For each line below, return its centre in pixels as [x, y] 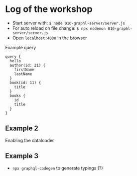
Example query [21, 47]
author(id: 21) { [28, 65]
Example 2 [22, 129]
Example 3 [22, 156]
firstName [24, 70]
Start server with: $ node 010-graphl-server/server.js [69, 23]
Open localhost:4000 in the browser [50, 38]
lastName [23, 74]
